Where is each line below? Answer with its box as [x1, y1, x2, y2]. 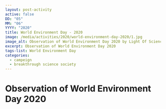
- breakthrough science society [9, 62, 77, 67]
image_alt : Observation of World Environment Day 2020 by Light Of [5, 39, 147, 44]
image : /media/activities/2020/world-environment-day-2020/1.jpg [5, 35, 142, 40]
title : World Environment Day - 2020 [5, 30, 83, 35]
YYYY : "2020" [5, 26, 32, 30]
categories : [5, 53, 30, 58]
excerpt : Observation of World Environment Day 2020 [5, 44, 116, 49]
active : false [5, 12, 35, 17]
